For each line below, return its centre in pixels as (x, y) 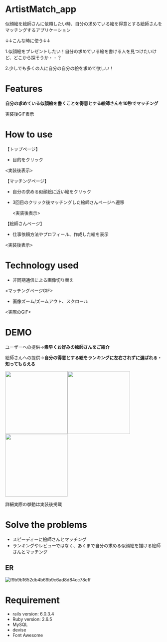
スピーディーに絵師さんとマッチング (49, 539)
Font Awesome (28, 635)
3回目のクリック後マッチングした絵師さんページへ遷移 (68, 202)
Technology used (42, 265)
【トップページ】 (23, 149)
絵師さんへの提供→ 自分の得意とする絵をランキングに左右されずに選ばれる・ (83, 357)
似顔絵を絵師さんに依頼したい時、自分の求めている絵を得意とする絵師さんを (84, 24)
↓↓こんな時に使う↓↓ (28, 41)
